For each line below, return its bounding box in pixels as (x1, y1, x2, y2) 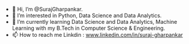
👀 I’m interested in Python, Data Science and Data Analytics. (11, 12, 162, 19)
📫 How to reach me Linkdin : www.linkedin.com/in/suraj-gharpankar (11, 32, 183, 38)
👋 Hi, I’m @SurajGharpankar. (11, 6, 83, 12)
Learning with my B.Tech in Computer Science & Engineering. (11, 24, 165, 32)
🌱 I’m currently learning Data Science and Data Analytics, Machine (11, 18, 178, 25)
